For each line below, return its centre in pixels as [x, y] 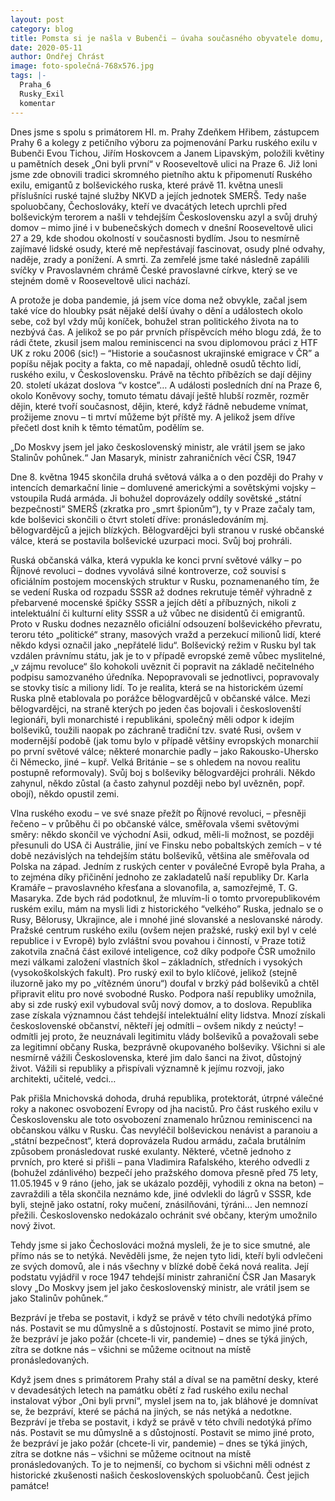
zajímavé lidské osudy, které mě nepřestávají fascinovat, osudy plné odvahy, [168, 248]
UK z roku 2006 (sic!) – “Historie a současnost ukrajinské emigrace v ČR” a [165, 353]
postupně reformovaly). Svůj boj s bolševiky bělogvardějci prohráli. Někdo [163, 772]
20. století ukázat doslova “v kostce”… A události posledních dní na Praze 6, [166, 385]
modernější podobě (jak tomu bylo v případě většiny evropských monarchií [164, 740]
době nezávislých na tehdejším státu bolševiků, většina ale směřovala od [160, 855]
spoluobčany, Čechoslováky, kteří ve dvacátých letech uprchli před [149, 206]
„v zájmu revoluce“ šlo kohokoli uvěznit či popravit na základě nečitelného [162, 666]
